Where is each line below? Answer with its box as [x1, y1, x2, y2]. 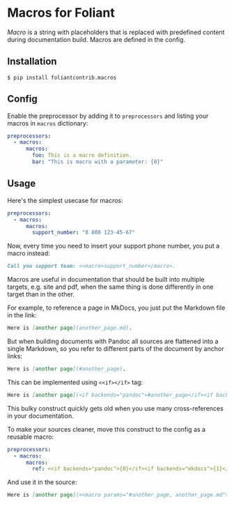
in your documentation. [7, 412, 75, 420]
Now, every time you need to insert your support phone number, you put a [7, 242, 220, 250]
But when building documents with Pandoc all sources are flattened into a [7, 337, 219, 345]
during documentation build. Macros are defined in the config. [7, 35, 186, 43]
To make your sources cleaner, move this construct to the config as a [7, 425, 206, 433]
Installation [7, 56, 57, 68]
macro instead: [7, 249, 50, 257]
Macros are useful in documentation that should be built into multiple [7, 276, 205, 284]
